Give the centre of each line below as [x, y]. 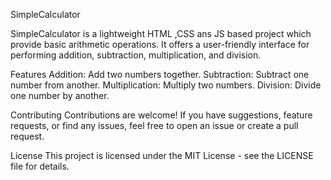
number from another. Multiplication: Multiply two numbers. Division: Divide [166, 85]
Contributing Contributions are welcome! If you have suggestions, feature [161, 115]
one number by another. [60, 95]
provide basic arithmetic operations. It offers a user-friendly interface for [160, 44]
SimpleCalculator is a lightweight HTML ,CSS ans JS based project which [161, 33]
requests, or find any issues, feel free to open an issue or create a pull [154, 125]
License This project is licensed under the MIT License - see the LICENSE [162, 155]
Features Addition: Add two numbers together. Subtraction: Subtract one [160, 74]
